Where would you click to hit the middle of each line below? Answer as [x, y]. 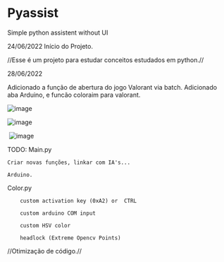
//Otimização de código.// [45, 251]
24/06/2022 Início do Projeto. [50, 46]
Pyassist [33, 13]
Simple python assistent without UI [58, 32]
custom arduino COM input [58, 213]
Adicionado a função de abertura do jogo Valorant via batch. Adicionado [112, 87]
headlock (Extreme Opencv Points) [70, 238]
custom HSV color [45, 225]
